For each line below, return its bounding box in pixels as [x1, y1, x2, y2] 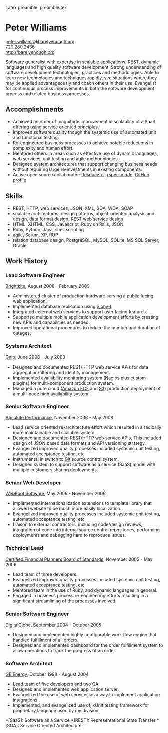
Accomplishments [5, 105, 64, 114]
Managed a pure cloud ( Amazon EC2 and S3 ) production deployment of [12, 385, 161, 391]
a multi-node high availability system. [12, 391, 90, 397]
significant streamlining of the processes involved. [12, 598, 117, 604]
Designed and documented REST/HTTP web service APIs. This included [12, 435, 161, 441]
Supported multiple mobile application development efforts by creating [12, 314, 159, 320]
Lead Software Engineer [5, 272, 65, 279]
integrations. [12, 697, 39, 703]
